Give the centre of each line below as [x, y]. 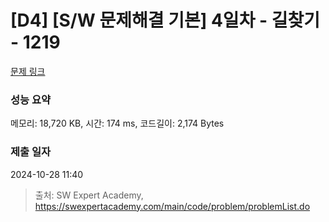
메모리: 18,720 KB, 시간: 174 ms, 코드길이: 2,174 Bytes [117, 123]
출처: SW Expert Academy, [89, 195]
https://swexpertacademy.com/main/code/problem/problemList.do [172, 206]
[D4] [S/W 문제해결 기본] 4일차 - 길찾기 [165, 20]
